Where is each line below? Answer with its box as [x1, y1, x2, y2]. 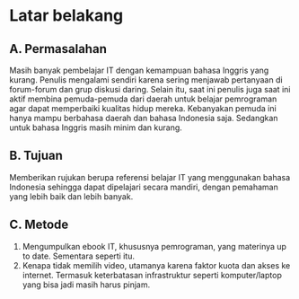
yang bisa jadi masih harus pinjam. [22, 279, 151, 290]
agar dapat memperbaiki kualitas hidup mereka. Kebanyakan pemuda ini [9, 103, 277, 113]
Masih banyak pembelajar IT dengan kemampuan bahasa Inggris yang [9, 65, 269, 75]
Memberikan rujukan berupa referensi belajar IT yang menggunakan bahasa [9, 171, 291, 182]
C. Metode [9, 217, 69, 233]
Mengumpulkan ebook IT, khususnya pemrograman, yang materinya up [22, 241, 287, 251]
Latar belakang [9, 5, 124, 26]
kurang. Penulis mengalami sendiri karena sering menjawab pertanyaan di [9, 75, 283, 85]
